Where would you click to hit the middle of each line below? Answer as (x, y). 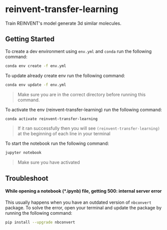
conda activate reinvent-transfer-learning (52, 119)
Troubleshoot (27, 178)
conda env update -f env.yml (36, 85)
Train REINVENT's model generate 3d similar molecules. (63, 23)
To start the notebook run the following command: (57, 143)
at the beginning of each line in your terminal (64, 134)
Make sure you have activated (49, 162)
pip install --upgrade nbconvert (40, 222)
